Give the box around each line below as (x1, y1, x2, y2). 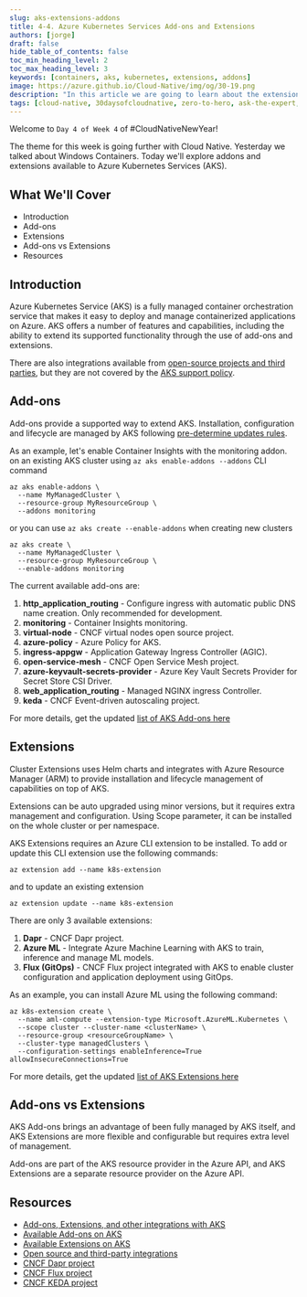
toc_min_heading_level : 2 (9, 56, 108, 65)
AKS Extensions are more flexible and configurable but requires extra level (9, 1131, 290, 1143)
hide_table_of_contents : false (9, 48, 129, 57)
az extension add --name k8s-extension (9, 865, 162, 874)
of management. (9, 1141, 71, 1152)
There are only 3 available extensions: (9, 915, 153, 926)
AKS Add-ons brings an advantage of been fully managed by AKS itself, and (9, 1122, 296, 1132)
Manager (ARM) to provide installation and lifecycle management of (9, 773, 264, 784)
